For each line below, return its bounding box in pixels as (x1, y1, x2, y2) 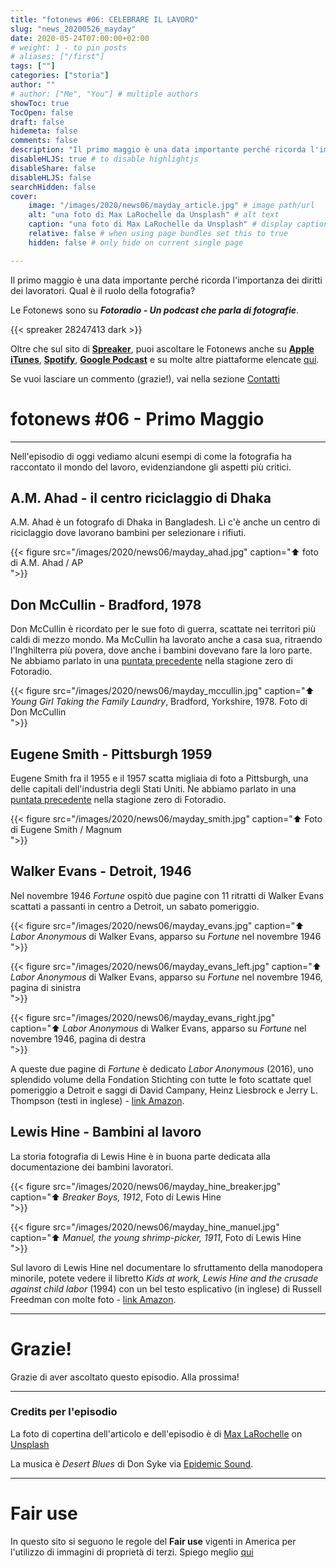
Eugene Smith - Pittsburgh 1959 (10, 746, 213, 763)
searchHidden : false (10, 182, 97, 192)
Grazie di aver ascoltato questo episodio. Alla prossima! (10, 1371, 240, 1383)
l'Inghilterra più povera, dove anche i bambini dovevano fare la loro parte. (10, 644, 313, 656)
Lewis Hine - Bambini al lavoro (10, 1124, 202, 1141)
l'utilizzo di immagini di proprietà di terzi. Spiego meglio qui (10, 1546, 254, 1558)
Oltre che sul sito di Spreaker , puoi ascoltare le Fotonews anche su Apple (10, 342, 315, 355)
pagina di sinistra (10, 981, 82, 993)
